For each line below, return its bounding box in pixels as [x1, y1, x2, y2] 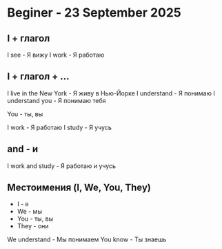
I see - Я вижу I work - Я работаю [7, 50, 105, 59]
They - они [17, 222, 50, 230]
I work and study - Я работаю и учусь [7, 161, 116, 170]
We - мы [17, 207, 43, 216]
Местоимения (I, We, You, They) [7, 182, 152, 194]
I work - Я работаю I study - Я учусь [7, 123, 112, 131]
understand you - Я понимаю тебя [7, 96, 106, 104]
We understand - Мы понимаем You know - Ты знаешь [7, 235, 167, 243]
